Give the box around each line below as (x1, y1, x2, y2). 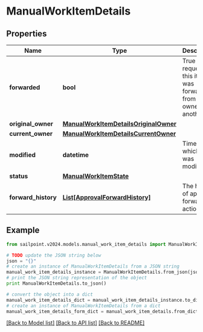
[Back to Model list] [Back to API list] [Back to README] (6, 319, 145, 327)
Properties (6, 29, 47, 39)
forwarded (9, 83, 40, 92)
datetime (62, 151, 89, 159)
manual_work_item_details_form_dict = (6, 308, 104, 314)
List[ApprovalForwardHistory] (62, 193, 151, 202)
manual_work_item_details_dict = (6, 297, 91, 303)
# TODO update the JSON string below (6, 252, 101, 259)
